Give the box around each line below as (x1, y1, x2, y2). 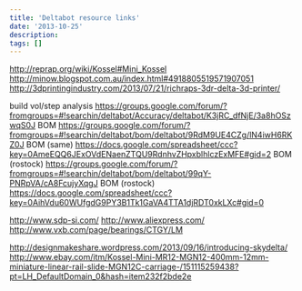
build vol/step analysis (9, 101, 94, 112)
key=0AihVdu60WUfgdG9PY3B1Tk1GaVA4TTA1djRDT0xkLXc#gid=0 (9, 197, 265, 208)
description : (9, 30, 59, 39)
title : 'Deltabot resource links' (9, 13, 141, 23)
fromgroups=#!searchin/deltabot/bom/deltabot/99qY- (9, 168, 212, 179)
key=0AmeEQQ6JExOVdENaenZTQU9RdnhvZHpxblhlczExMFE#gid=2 (9, 149, 272, 160)
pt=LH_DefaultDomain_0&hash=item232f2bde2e (9, 271, 192, 282)
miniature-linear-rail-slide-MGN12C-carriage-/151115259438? (9, 261, 239, 273)
